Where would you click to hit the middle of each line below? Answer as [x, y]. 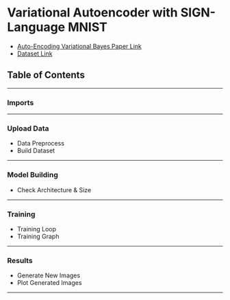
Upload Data [28, 128]
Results [20, 260]
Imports [21, 102]
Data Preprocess [41, 143]
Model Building [33, 175]
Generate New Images [49, 275]
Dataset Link [35, 54]
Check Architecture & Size [54, 189]
